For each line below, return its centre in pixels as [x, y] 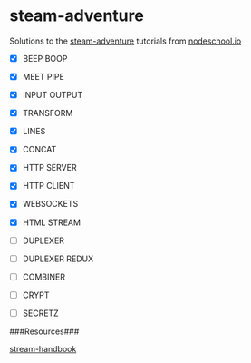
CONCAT [39, 150]
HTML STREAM [52, 222]
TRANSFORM [48, 113]
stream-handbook [43, 348]
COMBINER [44, 277]
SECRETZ [40, 313]
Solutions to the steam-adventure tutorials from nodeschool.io [125, 41]
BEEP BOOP [45, 58]
